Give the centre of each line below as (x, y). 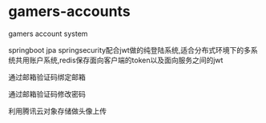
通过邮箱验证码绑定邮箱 (47, 77)
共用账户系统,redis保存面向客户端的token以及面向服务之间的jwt (119, 60)
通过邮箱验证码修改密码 (47, 93)
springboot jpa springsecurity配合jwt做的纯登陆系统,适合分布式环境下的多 (129, 50)
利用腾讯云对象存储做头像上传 (57, 111)
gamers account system (48, 34)
